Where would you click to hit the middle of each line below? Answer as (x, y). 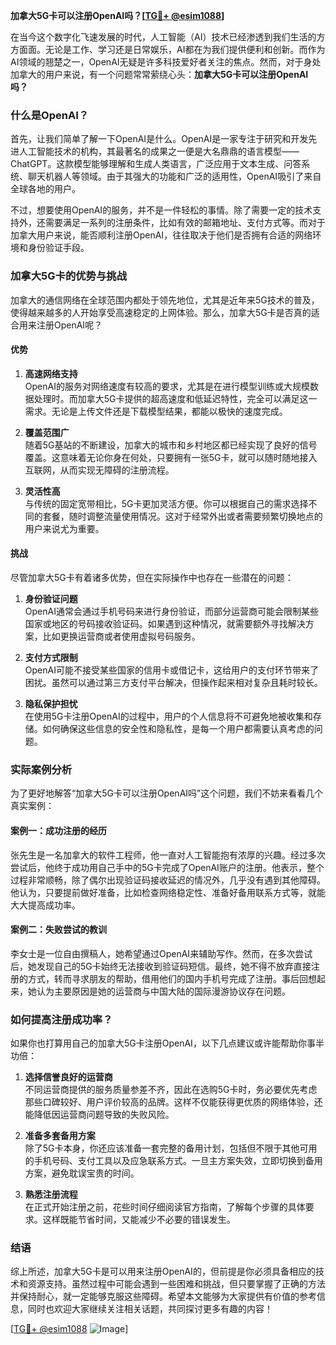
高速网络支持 (51, 373)
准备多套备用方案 (60, 1135)
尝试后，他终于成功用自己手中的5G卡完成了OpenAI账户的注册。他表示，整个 (167, 867)
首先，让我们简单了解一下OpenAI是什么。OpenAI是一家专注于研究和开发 (159, 139)
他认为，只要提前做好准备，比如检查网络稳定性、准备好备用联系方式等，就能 (168, 892)
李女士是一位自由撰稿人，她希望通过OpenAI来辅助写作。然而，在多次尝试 (161, 953)
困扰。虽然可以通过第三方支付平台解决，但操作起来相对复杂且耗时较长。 (173, 682)
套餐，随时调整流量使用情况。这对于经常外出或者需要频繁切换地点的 (182, 516)
